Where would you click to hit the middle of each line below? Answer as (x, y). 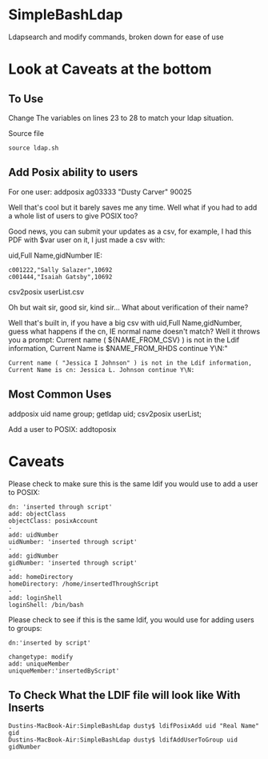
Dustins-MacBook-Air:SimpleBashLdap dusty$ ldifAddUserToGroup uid (123, 740)
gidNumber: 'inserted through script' (73, 563)
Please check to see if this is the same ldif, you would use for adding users (131, 619)
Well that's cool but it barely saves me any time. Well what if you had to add (133, 207)
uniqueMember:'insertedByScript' (64, 671)
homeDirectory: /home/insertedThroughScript (84, 584)
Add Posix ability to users (73, 172)
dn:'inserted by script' (50, 643)
